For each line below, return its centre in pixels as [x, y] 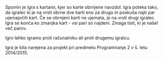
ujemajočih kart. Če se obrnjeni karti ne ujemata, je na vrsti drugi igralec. [80, 18]
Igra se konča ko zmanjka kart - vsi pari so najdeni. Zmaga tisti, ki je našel [82, 23]
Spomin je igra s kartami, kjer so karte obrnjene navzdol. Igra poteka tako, [82, 7]
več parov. [16, 28]
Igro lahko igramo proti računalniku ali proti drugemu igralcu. [68, 38]
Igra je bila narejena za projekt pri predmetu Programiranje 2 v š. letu [76, 47]
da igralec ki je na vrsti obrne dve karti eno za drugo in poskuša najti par [80, 12]
